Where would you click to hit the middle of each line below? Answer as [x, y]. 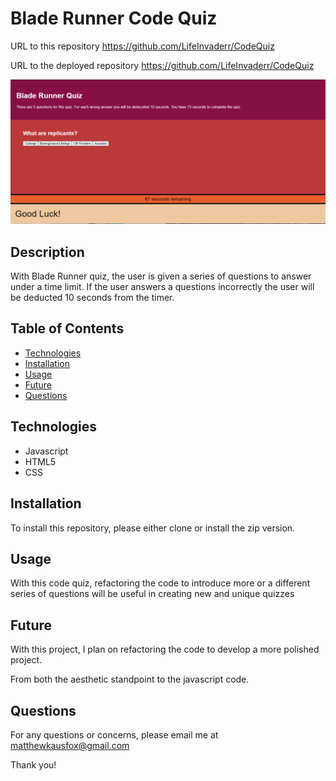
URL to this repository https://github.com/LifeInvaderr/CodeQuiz [142, 46]
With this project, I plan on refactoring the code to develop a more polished [165, 649]
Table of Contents [67, 328]
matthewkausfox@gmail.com [70, 745]
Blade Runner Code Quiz [114, 18]
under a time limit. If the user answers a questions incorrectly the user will [162, 287]
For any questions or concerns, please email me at [114, 734]
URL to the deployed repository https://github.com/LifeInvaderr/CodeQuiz [162, 65]
